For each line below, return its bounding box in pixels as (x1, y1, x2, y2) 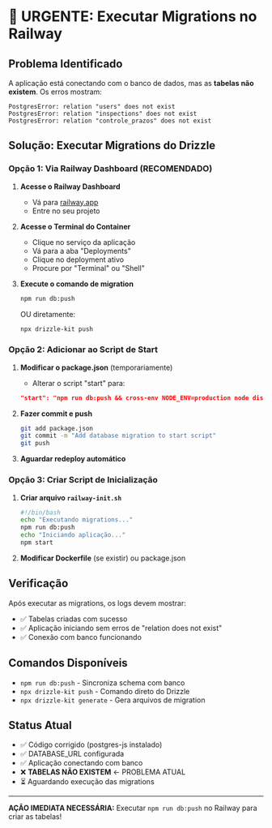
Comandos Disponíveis (8, 656, 128, 670)
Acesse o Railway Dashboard (19, 182, 121, 191)
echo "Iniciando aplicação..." (19, 531, 126, 539)
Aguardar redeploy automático (19, 454, 126, 464)
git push (19, 440, 50, 448)
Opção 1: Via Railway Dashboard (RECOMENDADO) (8, 163, 213, 174)
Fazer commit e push (19, 409, 93, 418)
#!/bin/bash (19, 508, 61, 517)
